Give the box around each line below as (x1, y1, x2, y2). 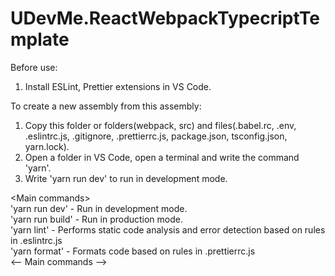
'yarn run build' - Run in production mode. (10, 213, 183, 225)
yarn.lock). (24, 140, 70, 152)
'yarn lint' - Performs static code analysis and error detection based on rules (10, 223, 326, 236)
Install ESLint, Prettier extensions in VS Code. (24, 80, 212, 92)
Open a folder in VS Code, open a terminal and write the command (24, 151, 300, 163)
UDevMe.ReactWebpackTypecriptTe (10, 7, 320, 30)
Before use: (10, 61, 58, 73)
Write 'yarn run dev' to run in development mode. (24, 172, 228, 184)
